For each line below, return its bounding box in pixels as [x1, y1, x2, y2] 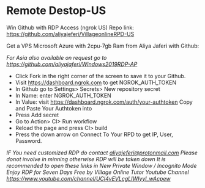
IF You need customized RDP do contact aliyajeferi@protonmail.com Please [6, 149, 198, 156]
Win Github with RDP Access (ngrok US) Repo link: [6, 24, 135, 31]
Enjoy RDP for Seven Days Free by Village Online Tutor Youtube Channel [6, 168, 189, 176]
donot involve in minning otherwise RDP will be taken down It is [6, 155, 166, 162]
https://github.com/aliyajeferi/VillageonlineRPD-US [6, 30, 135, 37]
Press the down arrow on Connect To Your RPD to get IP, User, [15, 131, 173, 138]
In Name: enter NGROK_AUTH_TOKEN [15, 92, 111, 99]
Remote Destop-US [6, 4, 106, 18]
